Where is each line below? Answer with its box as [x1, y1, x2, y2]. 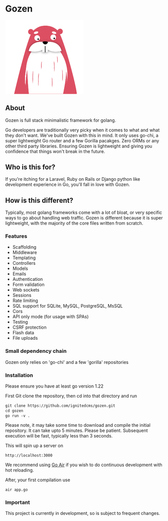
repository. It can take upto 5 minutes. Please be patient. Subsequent [5, 427, 148, 433]
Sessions [12, 292, 32, 299]
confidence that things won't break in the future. [5, 148, 105, 154]
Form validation [12, 281, 45, 287]
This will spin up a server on [5, 442, 64, 449]
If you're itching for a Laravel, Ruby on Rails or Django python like [5, 176, 140, 182]
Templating [12, 255, 36, 261]
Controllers [12, 260, 36, 266]
